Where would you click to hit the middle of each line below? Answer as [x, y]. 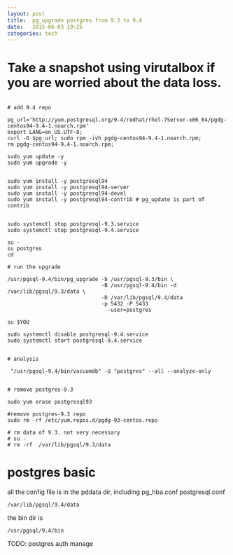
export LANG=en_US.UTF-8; [45, 132]
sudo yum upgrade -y [37, 163]
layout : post [26, 14]
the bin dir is [25, 518]
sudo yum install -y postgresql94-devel [67, 193]
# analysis [23, 359]
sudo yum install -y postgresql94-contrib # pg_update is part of [106, 200]
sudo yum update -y [36, 157]
